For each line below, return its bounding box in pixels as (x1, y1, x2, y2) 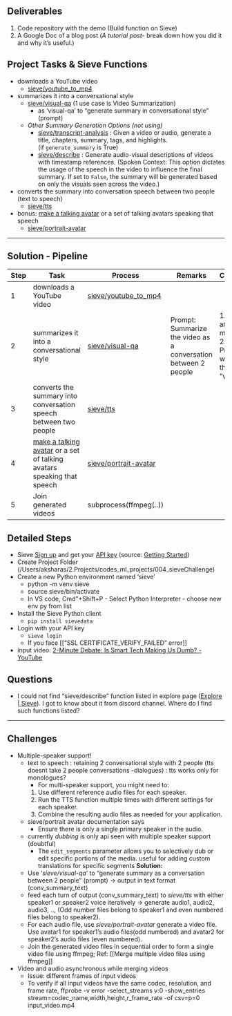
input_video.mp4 (27, 1001, 75, 1009)
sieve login (27, 632, 62, 640)
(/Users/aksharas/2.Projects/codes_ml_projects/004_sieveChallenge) (17, 565, 215, 574)
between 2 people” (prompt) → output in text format (27, 876, 176, 884)
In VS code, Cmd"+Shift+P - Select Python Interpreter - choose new (27, 594, 222, 603)
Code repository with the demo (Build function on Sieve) (17, 23, 177, 32)
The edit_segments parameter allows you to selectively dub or (37, 847, 214, 855)
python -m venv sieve (27, 580, 90, 588)
